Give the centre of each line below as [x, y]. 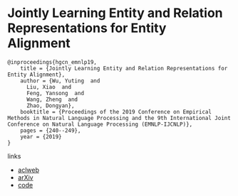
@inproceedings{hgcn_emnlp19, [52, 62]
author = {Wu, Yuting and [60, 81]
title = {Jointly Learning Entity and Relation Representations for [124, 68]
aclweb [28, 170]
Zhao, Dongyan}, [50, 105]
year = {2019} [41, 136]
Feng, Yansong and [55, 93]
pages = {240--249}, [51, 130]
